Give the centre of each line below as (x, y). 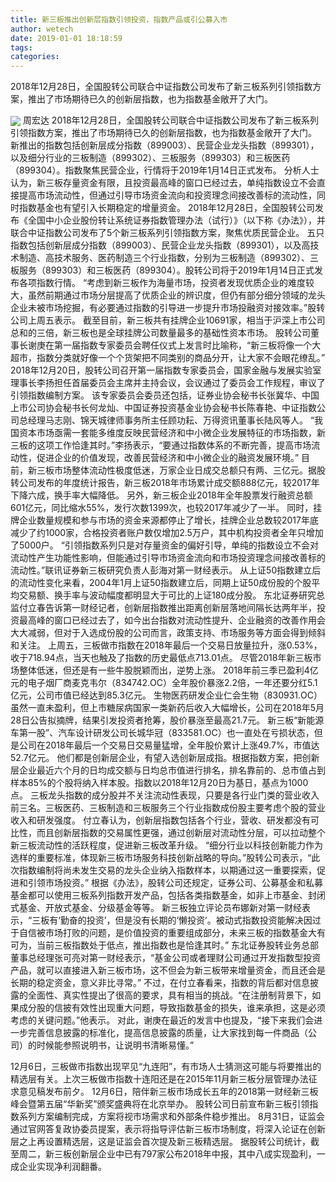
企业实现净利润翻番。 (62, 1167)
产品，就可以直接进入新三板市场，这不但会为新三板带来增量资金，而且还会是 (168, 970)
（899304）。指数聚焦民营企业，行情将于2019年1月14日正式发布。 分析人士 (165, 170)
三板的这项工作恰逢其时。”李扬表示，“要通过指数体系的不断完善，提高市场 (161, 445)
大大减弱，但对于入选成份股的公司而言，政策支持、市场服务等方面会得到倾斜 (168, 633)
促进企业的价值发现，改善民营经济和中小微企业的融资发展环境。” (168, 458)
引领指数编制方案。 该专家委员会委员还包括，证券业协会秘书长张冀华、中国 (165, 395)
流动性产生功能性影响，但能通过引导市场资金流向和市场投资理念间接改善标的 (168, 558)
